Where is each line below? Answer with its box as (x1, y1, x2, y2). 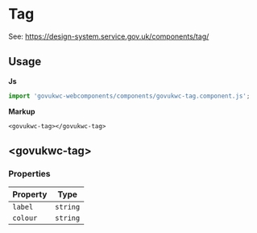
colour (12, 214, 38, 223)
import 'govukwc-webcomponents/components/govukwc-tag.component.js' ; (8, 92, 251, 100)
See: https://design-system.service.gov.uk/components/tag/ (8, 31, 209, 41)
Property (12, 189, 48, 200)
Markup (8, 106, 35, 116)
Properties (8, 168, 51, 179)
